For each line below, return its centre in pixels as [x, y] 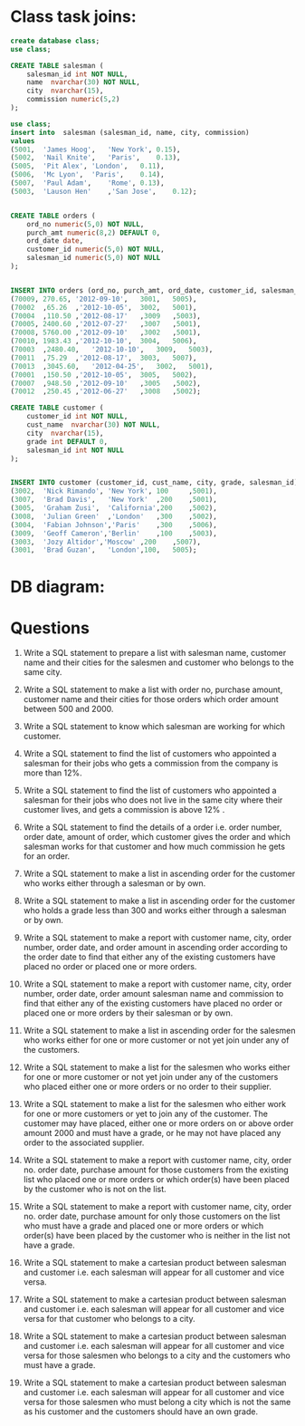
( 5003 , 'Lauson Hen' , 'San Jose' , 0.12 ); [104, 191]
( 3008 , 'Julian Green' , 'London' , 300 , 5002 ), [114, 516]
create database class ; [55, 41]
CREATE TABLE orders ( [53, 216]
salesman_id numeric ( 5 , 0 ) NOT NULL [94, 258]
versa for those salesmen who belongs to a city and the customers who [157, 1355]
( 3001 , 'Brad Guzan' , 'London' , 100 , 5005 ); [104, 550]
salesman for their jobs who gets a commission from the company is [151, 764]
